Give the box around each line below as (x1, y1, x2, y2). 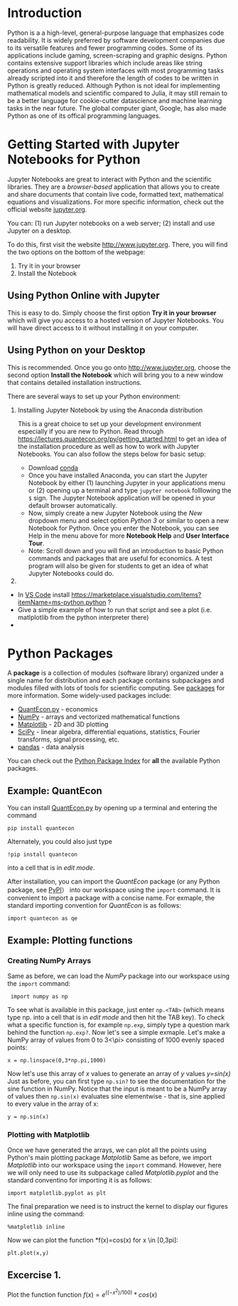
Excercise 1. (7, 1269, 62, 1281)
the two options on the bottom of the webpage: (7, 247, 146, 256)
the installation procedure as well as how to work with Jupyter (17, 442, 200, 450)
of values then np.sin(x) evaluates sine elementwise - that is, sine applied (7, 1092, 225, 1100)
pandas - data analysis (17, 743, 85, 751)
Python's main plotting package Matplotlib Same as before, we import (7, 1153, 212, 1162)
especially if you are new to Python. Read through (17, 427, 164, 435)
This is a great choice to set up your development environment (17, 419, 202, 428)
